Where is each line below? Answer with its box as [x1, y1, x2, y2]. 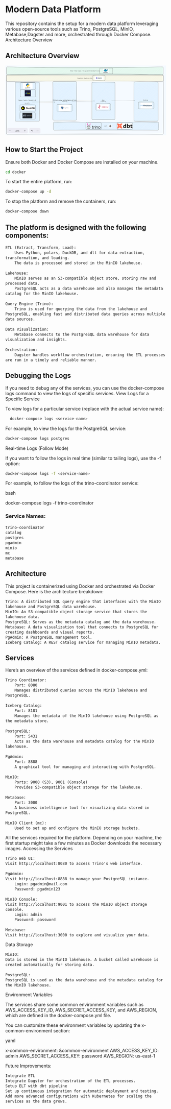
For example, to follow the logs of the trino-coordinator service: [5, 480, 139, 486]
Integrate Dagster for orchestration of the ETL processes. [5, 1078, 136, 1083]
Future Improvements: [5, 1063, 52, 1069]
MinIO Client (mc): [5, 821, 47, 826]
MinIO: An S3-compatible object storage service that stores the [5, 609, 147, 614]
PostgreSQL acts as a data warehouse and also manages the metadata [14, 286, 163, 292]
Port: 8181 [14, 708, 38, 713]
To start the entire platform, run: [5, 179, 72, 185]
